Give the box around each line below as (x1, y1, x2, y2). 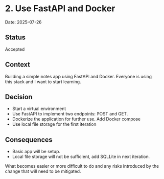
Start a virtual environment (12, 106, 66, 112)
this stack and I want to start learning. (5, 79, 81, 85)
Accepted (5, 46, 25, 52)
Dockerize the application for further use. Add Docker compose (12, 116, 141, 122)
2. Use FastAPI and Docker (5, 3, 116, 14)
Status (5, 33, 26, 42)
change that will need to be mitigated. (5, 168, 81, 174)
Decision (5, 92, 33, 101)
